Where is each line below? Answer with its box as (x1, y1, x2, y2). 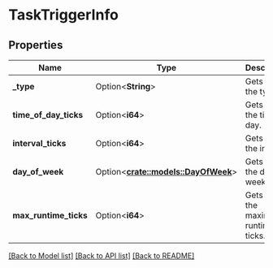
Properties (8, 38, 63, 52)
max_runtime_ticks (12, 210, 88, 221)
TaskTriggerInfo (8, 6, 119, 24)
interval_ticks (12, 138, 67, 149)
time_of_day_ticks (12, 110, 84, 120)
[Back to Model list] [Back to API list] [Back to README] (8, 251, 195, 261)
